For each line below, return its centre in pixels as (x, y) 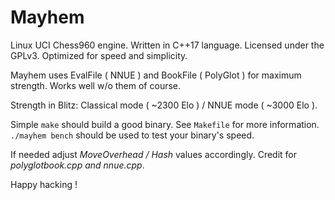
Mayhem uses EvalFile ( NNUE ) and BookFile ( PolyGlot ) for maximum (156, 75)
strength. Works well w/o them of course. (96, 85)
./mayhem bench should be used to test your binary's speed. (132, 135)
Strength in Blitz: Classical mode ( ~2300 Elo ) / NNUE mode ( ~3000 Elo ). (164, 105)
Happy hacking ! (44, 184)
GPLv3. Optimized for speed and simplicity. (99, 55)
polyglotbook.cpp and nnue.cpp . (77, 165)
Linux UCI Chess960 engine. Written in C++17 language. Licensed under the (167, 45)
